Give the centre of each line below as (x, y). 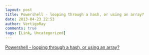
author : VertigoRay (25, 24)
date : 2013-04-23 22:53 (30, 19)
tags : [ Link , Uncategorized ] (35, 33)
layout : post (19, 10)
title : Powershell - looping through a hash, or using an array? (74, 14)
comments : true (21, 28)
